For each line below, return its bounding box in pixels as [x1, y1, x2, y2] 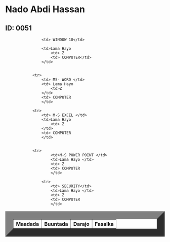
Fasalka [94, 221, 114, 227]
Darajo [73, 221, 90, 227]
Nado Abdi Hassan [5, 4, 85, 15]
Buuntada [44, 221, 68, 227]
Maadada [16, 221, 39, 227]
